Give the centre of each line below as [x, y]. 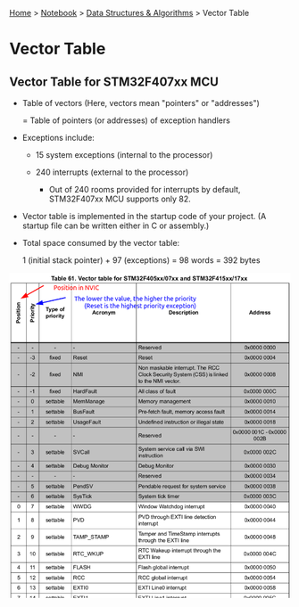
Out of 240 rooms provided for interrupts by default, [145, 189]
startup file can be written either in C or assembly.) [116, 226]
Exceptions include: [58, 138]
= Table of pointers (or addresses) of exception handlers [126, 120]
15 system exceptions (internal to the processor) [124, 155]
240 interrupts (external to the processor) [112, 172]
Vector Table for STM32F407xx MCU [114, 82]
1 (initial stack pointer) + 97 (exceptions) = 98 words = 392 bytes [141, 260]
